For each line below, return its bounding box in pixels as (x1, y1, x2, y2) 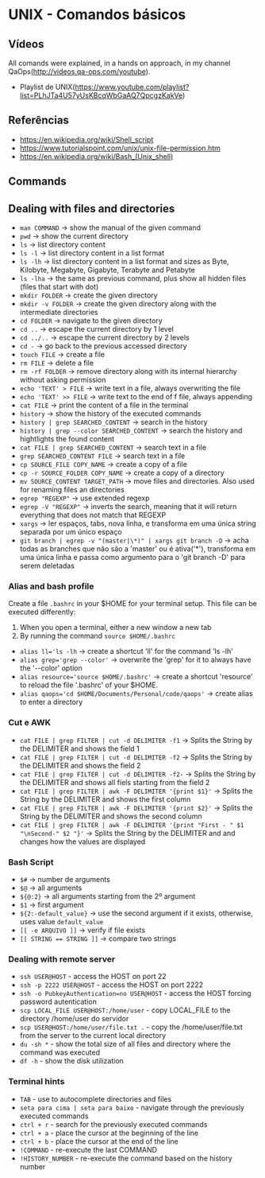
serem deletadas (19, 561, 75, 570)
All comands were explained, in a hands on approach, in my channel (8, 58, 231, 68)
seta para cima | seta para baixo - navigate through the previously (19, 1102, 244, 1112)
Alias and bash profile (8, 581, 94, 592)
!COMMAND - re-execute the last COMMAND (19, 1145, 157, 1154)
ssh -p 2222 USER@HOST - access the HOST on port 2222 (19, 980, 204, 989)
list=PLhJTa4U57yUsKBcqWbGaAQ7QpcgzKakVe (19, 91, 183, 100)
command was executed (19, 1048, 101, 1057)
